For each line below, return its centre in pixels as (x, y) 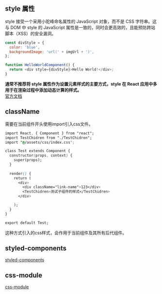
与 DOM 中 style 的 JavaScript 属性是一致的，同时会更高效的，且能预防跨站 (80, 27)
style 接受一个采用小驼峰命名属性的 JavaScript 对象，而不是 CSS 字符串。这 (81, 21)
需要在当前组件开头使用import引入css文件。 (49, 124)
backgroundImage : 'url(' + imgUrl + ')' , (52, 52)
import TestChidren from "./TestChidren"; (49, 138)
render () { (20, 173)
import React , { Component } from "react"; (50, 133)
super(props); (28, 160)
